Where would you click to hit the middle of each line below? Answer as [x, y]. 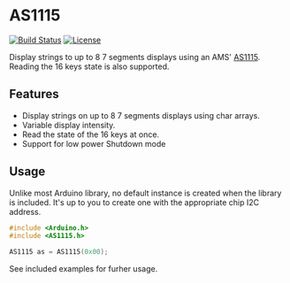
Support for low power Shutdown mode [94, 143]
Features [34, 94]
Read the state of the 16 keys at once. [91, 134]
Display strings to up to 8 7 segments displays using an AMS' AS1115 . [135, 57]
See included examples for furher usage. [84, 269]
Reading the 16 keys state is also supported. [89, 66]
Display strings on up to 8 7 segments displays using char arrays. [141, 115]
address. [25, 211]
